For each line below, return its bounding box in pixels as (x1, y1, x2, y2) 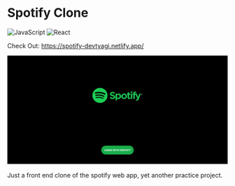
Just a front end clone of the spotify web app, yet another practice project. (7, 171, 223, 179)
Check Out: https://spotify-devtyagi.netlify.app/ (7, 41, 144, 50)
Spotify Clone (7, 5, 89, 21)
